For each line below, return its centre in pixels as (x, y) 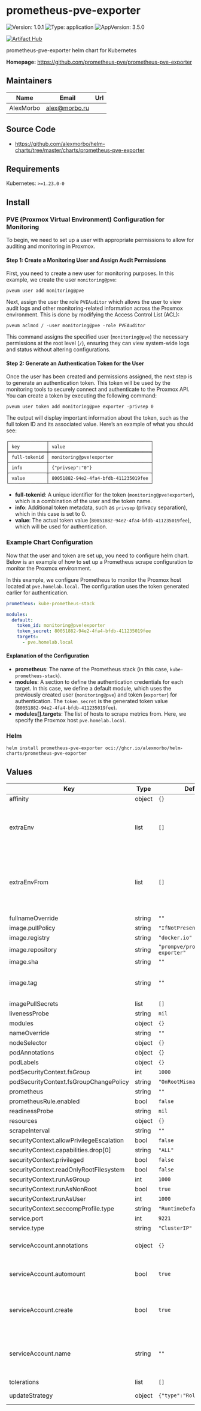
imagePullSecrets (34, 1004)
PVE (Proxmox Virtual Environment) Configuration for (86, 219)
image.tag (23, 983)
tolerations (24, 1382)
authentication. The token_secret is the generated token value (92, 701)
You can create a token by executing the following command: (82, 396)
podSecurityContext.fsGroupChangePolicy (69, 1082)
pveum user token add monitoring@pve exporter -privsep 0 (80, 407)
